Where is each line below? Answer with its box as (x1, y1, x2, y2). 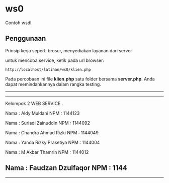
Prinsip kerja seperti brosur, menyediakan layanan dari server (5, 47, 132, 53)
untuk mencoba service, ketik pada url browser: (5, 57, 105, 63)
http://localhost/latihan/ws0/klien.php (5, 67, 92, 72)
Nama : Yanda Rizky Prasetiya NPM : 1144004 (5, 139, 100, 145)
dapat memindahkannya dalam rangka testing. (5, 81, 102, 87)
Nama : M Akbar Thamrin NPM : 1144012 (5, 149, 89, 155)
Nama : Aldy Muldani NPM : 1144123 (5, 110, 80, 116)
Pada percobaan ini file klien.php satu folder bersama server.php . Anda (5, 76, 155, 82)
